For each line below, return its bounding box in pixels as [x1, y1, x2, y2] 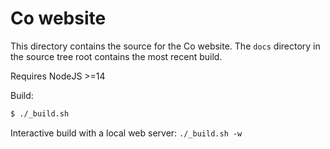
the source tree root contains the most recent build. [10, 50, 223, 62]
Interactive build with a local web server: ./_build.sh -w [10, 127, 243, 139]
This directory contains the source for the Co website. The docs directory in [10, 40, 321, 52]
